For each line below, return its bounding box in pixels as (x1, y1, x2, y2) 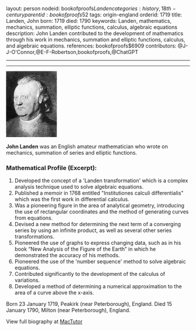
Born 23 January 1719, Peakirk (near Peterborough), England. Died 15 (6, 301, 172, 308)
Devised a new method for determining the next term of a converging (14, 221, 181, 228)
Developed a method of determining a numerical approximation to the (14, 283, 182, 290)
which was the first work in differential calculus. (14, 196, 129, 203)
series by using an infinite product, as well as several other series (14, 227, 172, 234)
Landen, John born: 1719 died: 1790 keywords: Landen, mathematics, (6, 18, 172, 24)
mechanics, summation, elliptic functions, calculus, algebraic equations (6, 23, 178, 30)
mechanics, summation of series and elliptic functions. (6, 149, 137, 156)
